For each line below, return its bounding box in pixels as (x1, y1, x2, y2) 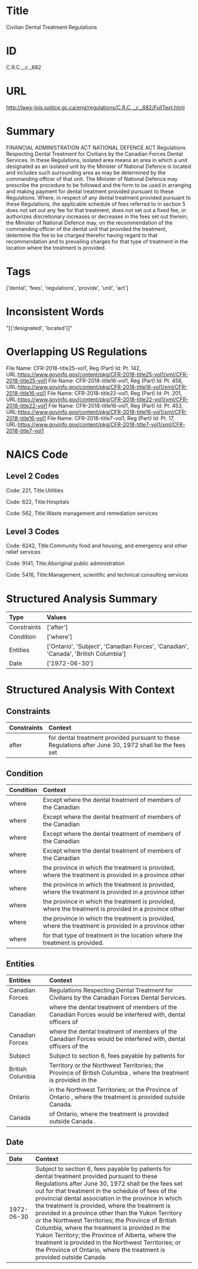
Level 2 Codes (6, 471, 60, 481)
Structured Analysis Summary (6, 592, 157, 605)
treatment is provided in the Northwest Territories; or (35, 1238, 181, 1247)
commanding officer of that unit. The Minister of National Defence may (6, 175, 178, 182)
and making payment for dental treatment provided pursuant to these (6, 187, 174, 195)
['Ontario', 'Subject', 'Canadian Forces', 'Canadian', (47, 642, 189, 650)
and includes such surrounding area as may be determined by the (6, 169, 166, 176)
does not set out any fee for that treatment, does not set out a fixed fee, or (6, 206, 187, 213)
